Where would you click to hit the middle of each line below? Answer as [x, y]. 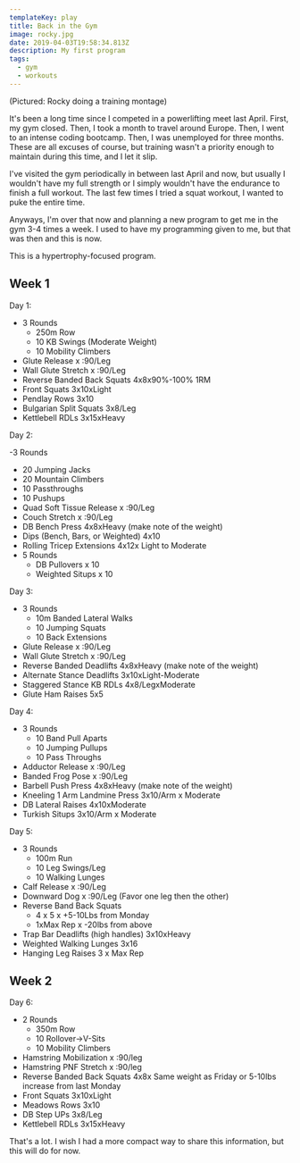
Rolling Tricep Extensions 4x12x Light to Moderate [114, 545]
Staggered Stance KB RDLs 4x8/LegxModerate [109, 684]
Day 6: [21, 1002]
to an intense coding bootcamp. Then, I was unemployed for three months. [146, 137]
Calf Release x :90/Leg [64, 886]
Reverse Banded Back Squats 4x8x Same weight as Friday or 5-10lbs [149, 1076]
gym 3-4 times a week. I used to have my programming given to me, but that [150, 229]
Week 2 [31, 980]
